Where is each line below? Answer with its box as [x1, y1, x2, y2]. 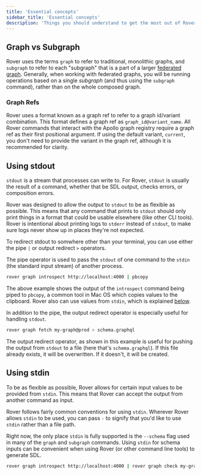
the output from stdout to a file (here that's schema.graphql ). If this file [6, 345, 178, 352]
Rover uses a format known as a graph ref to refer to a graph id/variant [6, 112, 181, 119]
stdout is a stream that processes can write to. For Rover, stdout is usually [6, 177, 190, 184]
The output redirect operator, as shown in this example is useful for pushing [6, 338, 193, 345]
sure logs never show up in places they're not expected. [6, 227, 145, 234]
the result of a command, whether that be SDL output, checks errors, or [6, 183, 183, 190]
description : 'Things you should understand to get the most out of [6, 20, 181, 26]
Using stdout [6, 161, 56, 171]
